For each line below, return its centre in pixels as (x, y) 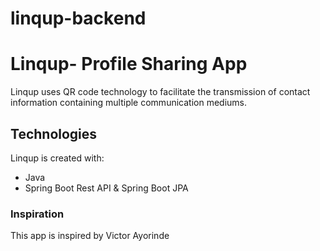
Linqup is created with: (57, 158)
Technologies (54, 133)
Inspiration (37, 214)
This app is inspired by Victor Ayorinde (90, 236)
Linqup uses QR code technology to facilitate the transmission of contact (160, 92)
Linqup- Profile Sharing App (129, 64)
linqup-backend (78, 18)
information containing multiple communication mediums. (128, 103)
